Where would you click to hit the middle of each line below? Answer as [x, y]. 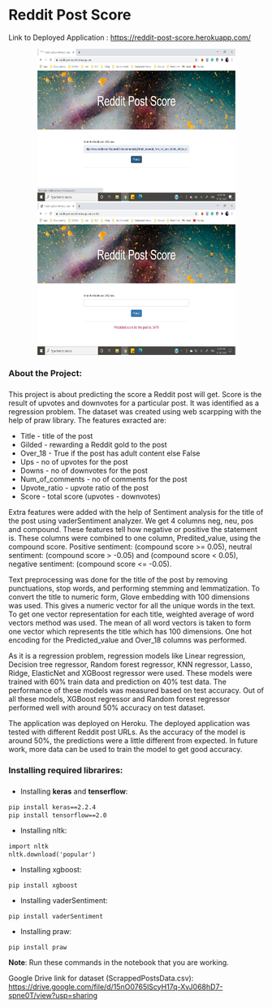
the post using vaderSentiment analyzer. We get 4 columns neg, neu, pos [131, 521]
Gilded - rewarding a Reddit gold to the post [94, 444]
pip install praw [38, 947]
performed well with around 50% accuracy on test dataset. [107, 707]
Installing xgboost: [51, 869]
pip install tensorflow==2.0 [58, 815]
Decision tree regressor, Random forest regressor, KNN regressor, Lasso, [131, 664]
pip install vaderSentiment [56, 916]
